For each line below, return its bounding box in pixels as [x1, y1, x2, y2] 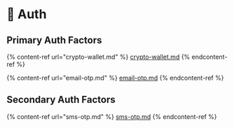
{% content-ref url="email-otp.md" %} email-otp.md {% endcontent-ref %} [6, 73, 224, 82]
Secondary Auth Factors [6, 94, 116, 106]
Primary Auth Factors [6, 34, 102, 46]
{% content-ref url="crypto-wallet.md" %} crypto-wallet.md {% [6, 52, 191, 61]
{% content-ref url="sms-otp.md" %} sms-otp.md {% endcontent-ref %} [6, 112, 218, 121]
